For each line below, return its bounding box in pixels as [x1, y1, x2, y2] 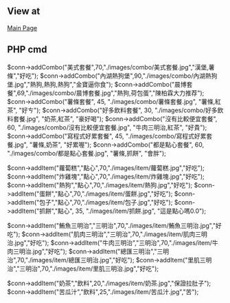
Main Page [7, 23, 38, 32]
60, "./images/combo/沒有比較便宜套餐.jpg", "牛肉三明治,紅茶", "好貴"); [7, 123, 207, 132]
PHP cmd [7, 44, 47, 56]
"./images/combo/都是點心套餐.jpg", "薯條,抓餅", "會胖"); [7, 149, 167, 157]
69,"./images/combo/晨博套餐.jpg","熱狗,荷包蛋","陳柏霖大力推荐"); [16, 89, 205, 97]
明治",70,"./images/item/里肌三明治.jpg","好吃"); [25, 264, 159, 273]
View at [7, 6, 41, 17]
